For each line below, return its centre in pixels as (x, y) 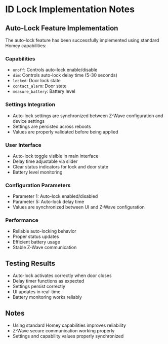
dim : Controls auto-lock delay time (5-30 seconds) (65, 75)
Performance (22, 220)
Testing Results (30, 263)
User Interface (23, 145)
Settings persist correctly (39, 286)
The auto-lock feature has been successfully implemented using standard (82, 40)
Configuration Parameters (38, 185)
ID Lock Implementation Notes (70, 9)
